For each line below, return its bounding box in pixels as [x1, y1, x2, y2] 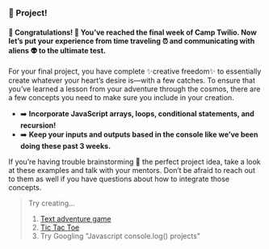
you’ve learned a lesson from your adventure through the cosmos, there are [8, 84, 261, 94]
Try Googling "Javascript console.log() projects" [40, 231, 200, 241]
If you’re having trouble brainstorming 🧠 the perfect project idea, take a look [8, 157, 261, 167]
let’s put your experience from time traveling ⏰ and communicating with [8, 36, 255, 45]
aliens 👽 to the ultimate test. [8, 45, 107, 55]
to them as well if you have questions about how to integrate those [8, 174, 230, 184]
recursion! [19, 120, 57, 130]
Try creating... [27, 198, 75, 209]
